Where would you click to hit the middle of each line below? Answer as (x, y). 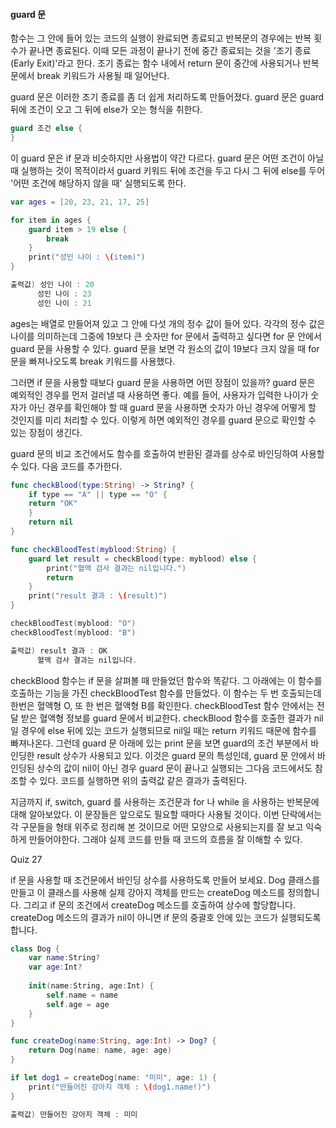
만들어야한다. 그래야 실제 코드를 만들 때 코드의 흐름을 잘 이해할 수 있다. (165, 839)
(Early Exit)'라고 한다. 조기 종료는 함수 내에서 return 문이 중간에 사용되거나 (155, 63)
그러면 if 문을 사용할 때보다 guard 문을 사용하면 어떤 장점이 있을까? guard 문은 (163, 382)
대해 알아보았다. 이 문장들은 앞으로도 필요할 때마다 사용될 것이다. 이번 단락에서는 (166, 814)
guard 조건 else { (46, 129)
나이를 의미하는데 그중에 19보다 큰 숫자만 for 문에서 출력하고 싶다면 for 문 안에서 (166, 336)
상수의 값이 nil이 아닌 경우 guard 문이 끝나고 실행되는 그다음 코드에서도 (174, 768)
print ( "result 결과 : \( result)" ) (98, 596)
